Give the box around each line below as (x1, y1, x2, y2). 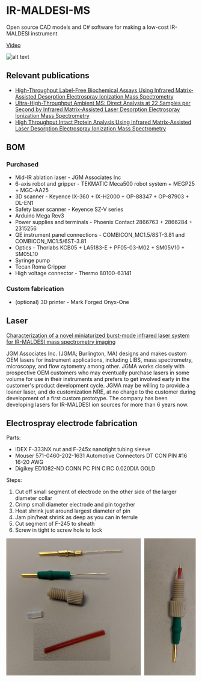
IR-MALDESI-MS (6, 4, 91, 17)
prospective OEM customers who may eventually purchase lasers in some (6, 369, 189, 376)
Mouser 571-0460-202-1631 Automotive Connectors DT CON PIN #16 (14, 452, 188, 460)
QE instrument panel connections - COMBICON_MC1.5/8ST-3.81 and (14, 231, 185, 239)
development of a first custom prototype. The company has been (6, 394, 168, 401)
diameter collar (14, 495, 53, 502)
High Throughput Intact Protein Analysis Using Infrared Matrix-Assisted (14, 118, 192, 126)
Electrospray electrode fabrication (6, 418, 138, 428)
